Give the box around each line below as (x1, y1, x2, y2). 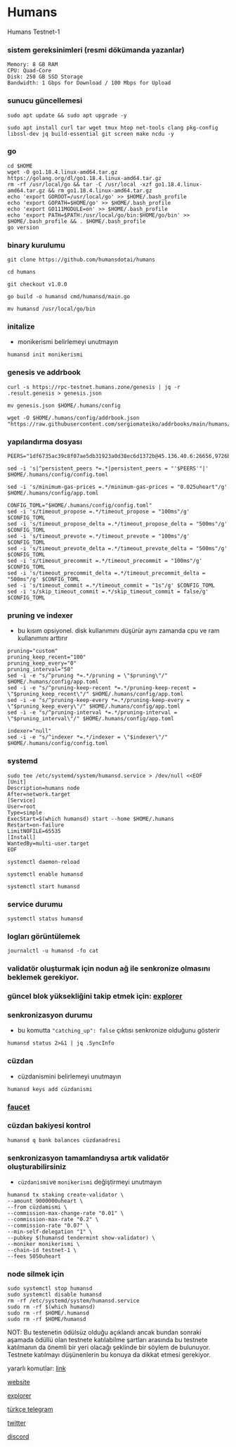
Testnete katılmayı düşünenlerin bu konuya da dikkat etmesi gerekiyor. (7, 1351, 211, 1359)
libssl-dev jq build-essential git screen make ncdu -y (7, 130, 174, 137)
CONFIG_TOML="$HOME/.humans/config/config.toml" (7, 502, 152, 509)
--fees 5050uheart (7, 1253, 61, 1260)
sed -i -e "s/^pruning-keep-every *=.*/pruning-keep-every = (7, 697, 190, 704)
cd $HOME (7, 162, 33, 170)
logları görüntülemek (7, 931, 81, 941)
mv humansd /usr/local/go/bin (7, 305, 96, 313)
